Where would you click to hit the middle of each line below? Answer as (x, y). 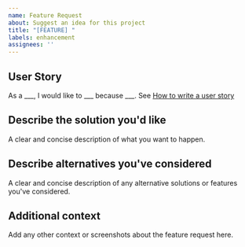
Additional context (54, 216)
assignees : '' (31, 45)
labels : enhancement (42, 37)
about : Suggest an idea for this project (77, 23)
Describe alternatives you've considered (110, 164)
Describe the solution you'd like (87, 120)
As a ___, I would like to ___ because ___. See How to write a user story (121, 95)
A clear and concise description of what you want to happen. (107, 139)
